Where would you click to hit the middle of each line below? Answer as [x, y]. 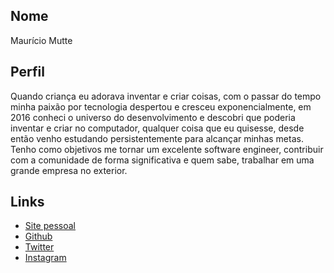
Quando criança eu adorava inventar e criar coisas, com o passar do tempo [166, 96]
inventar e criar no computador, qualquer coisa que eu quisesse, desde [157, 128]
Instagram [45, 258]
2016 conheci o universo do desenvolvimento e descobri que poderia [153, 117]
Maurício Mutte [41, 40]
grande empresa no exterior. [69, 170]
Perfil [27, 72]
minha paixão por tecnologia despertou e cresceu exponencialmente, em [161, 106]
